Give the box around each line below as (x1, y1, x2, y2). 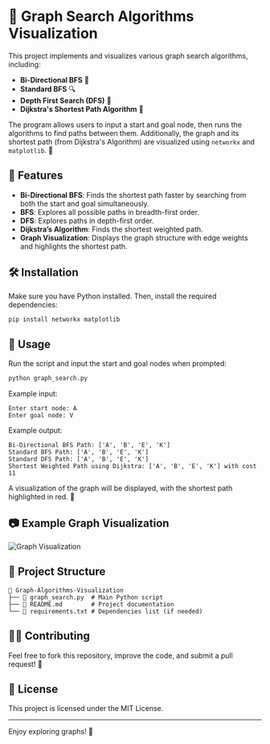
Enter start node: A (8, 405, 78, 413)
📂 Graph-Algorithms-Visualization (8, 586, 125, 594)
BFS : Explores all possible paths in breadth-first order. (19, 207, 199, 216)
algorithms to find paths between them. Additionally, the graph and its (8, 128, 239, 138)
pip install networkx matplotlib (8, 315, 121, 323)
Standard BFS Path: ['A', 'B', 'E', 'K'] (8, 448, 149, 457)
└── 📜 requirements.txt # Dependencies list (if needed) (8, 607, 203, 615)
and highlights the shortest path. (19, 241, 128, 251)
